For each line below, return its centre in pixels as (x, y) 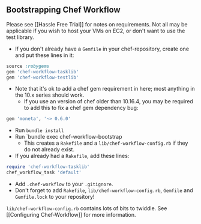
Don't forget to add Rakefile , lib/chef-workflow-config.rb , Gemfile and (104, 190)
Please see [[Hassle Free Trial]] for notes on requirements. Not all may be (97, 24)
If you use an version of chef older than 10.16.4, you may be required (108, 101)
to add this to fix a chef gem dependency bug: (81, 108)
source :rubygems (28, 66)
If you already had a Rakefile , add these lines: (72, 156)
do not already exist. (49, 150)
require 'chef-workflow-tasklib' (48, 167)
